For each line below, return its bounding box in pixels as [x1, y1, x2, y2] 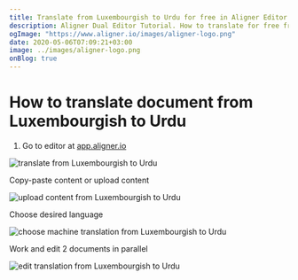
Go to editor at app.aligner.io [21, 140, 127, 151]
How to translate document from [9, 92, 254, 113]
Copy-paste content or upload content [9, 175, 150, 185]
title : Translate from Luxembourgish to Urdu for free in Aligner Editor [9, 12, 288, 22]
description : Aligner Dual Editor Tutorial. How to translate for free [9, 21, 279, 30]
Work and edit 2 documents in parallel [9, 243, 148, 253]
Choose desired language [9, 209, 104, 220]
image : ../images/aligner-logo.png [9, 46, 141, 55]
